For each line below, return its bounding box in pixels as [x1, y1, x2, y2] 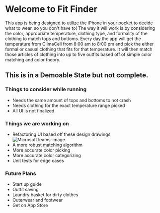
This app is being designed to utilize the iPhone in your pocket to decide [5, 20, 153, 26]
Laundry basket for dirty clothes [12, 192, 79, 198]
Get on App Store [12, 202, 48, 209]
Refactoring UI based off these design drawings [12, 131, 111, 137]
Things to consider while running [5, 86, 87, 93]
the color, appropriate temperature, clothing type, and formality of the [5, 30, 148, 36]
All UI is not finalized [12, 107, 55, 113]
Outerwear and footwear [12, 197, 63, 203]
